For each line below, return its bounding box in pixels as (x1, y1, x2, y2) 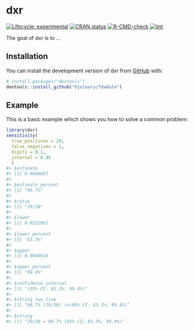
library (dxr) (6, 127, 38, 133)
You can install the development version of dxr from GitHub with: (6, 67, 163, 74)
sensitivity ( (6, 133, 38, 139)
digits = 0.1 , (11, 149, 46, 155)
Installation (6, 51, 48, 62)
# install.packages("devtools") (6, 78, 85, 84)
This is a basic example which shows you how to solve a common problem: (6, 116, 188, 123)
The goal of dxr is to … (6, 34, 61, 41)
